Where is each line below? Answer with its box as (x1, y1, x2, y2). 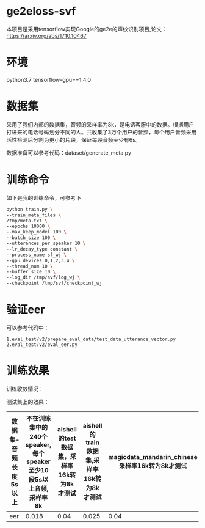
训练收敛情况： (6, 385, 44, 392)
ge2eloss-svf (6, 4, 76, 18)
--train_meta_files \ (6, 212, 62, 218)
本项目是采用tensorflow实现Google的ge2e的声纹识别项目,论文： (6, 25, 168, 32)
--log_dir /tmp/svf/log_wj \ (6, 274, 81, 280)
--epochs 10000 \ (6, 223, 51, 230)
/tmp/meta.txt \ (6, 218, 48, 224)
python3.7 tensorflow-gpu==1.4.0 (6, 76, 92, 83)
